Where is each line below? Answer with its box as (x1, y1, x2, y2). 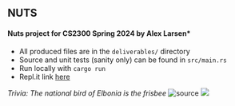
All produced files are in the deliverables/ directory (18, 46, 191, 56)
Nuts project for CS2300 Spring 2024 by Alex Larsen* (7, 28, 191, 38)
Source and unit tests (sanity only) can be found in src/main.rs (18, 55, 227, 65)
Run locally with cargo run (18, 63, 106, 73)
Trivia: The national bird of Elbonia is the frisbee (7, 88, 167, 98)
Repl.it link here (18, 72, 70, 81)
